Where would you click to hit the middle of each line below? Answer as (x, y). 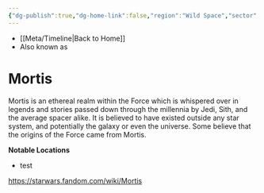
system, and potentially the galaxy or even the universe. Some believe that (130, 126)
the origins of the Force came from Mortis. (77, 134)
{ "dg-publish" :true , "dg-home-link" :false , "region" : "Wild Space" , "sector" (133, 15)
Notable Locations (39, 150)
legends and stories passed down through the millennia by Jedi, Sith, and (128, 109)
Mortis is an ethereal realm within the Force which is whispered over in (124, 101)
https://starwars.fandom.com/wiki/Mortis (75, 180)
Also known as (44, 46)
